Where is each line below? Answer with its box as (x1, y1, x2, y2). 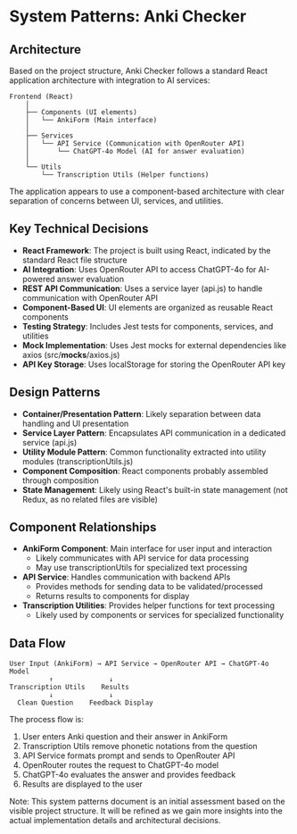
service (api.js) (21, 437, 78, 447)
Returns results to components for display (35, 591, 190, 602)
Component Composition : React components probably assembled (21, 465, 268, 476)
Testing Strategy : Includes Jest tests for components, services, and (21, 321, 274, 331)
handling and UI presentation (21, 418, 129, 429)
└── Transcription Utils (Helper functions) (41, 171, 210, 179)
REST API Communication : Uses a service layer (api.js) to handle (21, 283, 263, 294)
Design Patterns (9, 385, 101, 400)
